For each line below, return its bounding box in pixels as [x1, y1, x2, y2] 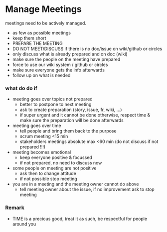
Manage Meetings [5, 3, 82, 15]
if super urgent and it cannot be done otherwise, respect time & [19, 112, 151, 118]
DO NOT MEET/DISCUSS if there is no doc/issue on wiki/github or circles [12, 45, 163, 51]
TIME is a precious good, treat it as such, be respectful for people [12, 215, 148, 221]
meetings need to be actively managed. [5, 20, 86, 26]
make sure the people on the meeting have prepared [12, 56, 121, 62]
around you [12, 221, 36, 227]
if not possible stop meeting [19, 176, 77, 182]
